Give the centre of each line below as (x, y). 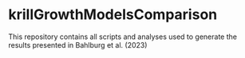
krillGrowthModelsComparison (113, 15)
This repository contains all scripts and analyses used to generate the (123, 37)
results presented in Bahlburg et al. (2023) (78, 44)
